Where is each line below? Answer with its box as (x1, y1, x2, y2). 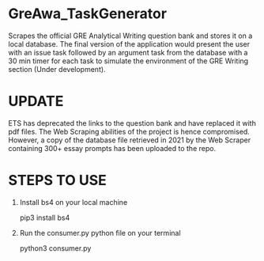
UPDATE (8, 93, 64, 111)
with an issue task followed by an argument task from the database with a (8, 47, 248, 57)
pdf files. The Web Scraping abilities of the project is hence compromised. (8, 127, 251, 136)
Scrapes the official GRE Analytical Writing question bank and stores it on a (8, 31, 253, 40)
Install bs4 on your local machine (19, 197, 128, 206)
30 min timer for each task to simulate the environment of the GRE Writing (8, 56, 249, 66)
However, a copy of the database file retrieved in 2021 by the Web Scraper (8, 135, 251, 145)
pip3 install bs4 (19, 213, 70, 222)
